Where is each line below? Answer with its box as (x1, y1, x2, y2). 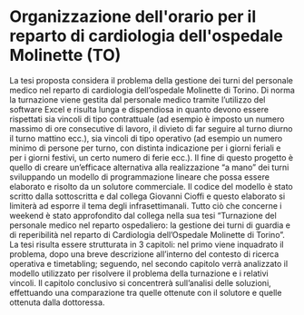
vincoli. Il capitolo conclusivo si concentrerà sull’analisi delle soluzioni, (9, 277, 272, 288)
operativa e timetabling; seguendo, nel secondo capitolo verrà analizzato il (9, 258, 289, 269)
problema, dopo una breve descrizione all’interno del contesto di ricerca (9, 248, 279, 260)
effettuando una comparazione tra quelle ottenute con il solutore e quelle (9, 287, 282, 298)
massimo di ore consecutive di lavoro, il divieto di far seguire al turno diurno (9, 123, 293, 133)
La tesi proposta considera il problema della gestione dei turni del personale (9, 74, 293, 85)
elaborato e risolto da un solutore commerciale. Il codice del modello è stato (9, 181, 293, 192)
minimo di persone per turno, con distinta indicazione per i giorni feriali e (9, 143, 281, 153)
